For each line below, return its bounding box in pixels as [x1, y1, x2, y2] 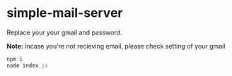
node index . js [6, 62, 49, 69]
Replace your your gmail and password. [6, 28, 122, 37]
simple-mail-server [6, 5, 123, 21]
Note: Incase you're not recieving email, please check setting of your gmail [6, 42, 226, 50]
